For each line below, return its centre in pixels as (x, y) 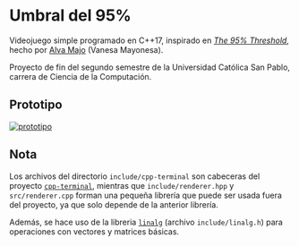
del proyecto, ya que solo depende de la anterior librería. (114, 204)
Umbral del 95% (70, 16)
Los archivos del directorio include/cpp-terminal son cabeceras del (135, 176)
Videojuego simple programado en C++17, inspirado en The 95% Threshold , (149, 40)
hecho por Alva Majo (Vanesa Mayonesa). (86, 49)
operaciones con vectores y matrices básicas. (94, 231)
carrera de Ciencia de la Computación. (81, 76)
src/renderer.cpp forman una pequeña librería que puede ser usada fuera (145, 195)
